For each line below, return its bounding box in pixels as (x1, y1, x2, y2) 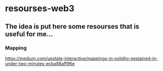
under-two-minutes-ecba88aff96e (5, 60, 75, 66)
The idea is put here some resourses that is (5, 22, 140, 31)
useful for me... (5, 30, 53, 38)
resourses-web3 (5, 3, 75, 14)
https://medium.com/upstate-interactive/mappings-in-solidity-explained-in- (5, 55, 158, 61)
